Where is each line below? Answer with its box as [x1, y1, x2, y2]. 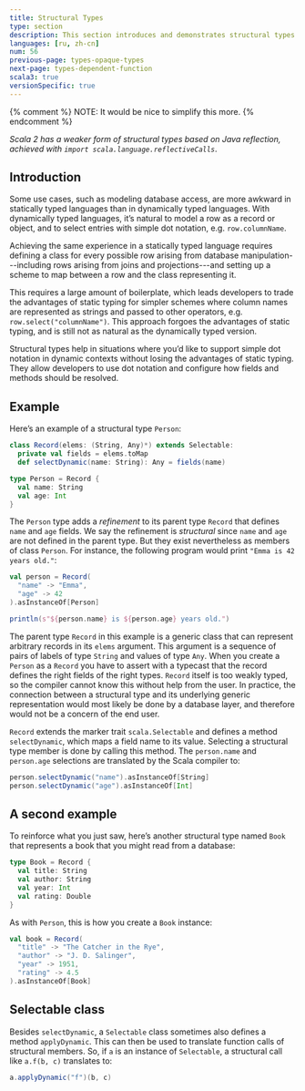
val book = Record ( [9, 934, 84, 943]
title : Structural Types [9, 13, 104, 23]
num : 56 [9, 47, 39, 57]
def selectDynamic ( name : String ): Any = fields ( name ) [17, 458, 226, 467]
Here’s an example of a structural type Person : [9, 423, 182, 434]
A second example [9, 806, 117, 821]
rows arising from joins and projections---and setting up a [53, 260, 271, 271]
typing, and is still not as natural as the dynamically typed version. [9, 325, 258, 337]
